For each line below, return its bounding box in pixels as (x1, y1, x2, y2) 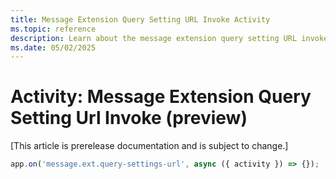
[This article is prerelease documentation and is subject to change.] (10, 140, 289, 152)
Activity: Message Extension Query (10, 86, 312, 108)
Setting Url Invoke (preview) (10, 107, 248, 130)
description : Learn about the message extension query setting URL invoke (10, 33, 329, 43)
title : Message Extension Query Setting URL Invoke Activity (10, 14, 271, 25)
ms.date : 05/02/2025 (10, 42, 97, 53)
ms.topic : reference (10, 24, 97, 34)
